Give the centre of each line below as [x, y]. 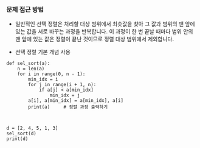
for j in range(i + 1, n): [62, 85]
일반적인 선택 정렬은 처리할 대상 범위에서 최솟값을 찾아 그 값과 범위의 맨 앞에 [105, 24]
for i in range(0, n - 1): [51, 74]
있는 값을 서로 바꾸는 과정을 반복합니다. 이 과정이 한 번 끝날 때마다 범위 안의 [104, 32]
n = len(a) [31, 69]
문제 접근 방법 [25, 9]
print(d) [17, 139]
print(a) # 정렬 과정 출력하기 [68, 107]
